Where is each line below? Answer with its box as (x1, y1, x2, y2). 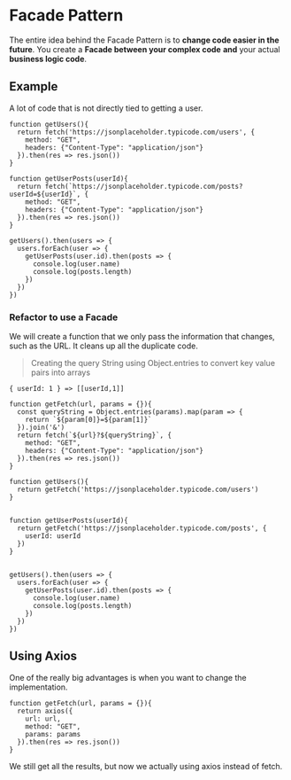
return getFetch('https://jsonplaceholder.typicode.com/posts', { (17, 524, 267, 533)
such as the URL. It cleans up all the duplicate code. (9, 340, 199, 351)
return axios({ (17, 706, 73, 715)
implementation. (9, 682, 68, 692)
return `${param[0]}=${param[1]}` (25, 416, 152, 425)
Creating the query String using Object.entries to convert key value (30, 358, 276, 369)
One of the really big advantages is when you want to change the (9, 672, 247, 682)
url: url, (25, 714, 62, 723)
